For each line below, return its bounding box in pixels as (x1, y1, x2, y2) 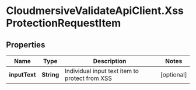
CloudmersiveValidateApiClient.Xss (6, 4, 184, 18)
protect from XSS (65, 74, 113, 82)
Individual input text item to (65, 67, 139, 75)
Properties (6, 40, 45, 50)
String (41, 71, 60, 78)
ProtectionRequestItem (6, 16, 121, 30)
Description (93, 57, 127, 65)
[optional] (160, 71, 187, 78)
